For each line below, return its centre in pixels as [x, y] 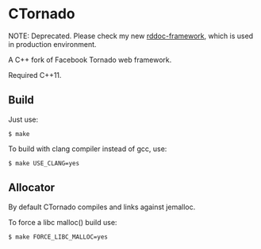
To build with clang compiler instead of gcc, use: [88, 149]
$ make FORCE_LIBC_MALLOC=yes [58, 237]
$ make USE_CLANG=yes [44, 163]
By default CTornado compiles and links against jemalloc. [102, 207]
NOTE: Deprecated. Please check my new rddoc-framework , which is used [131, 36]
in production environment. [52, 44]
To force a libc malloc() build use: [63, 222]
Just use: [23, 119]
